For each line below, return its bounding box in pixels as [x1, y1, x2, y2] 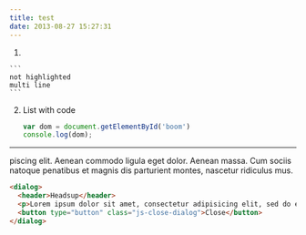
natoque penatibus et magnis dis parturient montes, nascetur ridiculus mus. [9, 165, 293, 176]
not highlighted [9, 72, 71, 82]
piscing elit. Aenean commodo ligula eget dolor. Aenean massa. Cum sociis [9, 156, 291, 167]
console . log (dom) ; [22, 130, 93, 139]
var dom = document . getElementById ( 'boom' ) [22, 122, 191, 131]
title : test [9, 13, 55, 23]
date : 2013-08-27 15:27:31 [9, 22, 112, 31]
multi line [9, 80, 51, 89]
